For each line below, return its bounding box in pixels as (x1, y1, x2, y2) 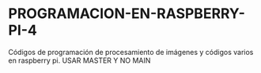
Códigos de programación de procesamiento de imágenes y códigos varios (8, 47, 254, 57)
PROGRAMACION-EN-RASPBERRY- (8, 5, 245, 23)
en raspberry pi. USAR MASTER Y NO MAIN (8, 56, 151, 65)
